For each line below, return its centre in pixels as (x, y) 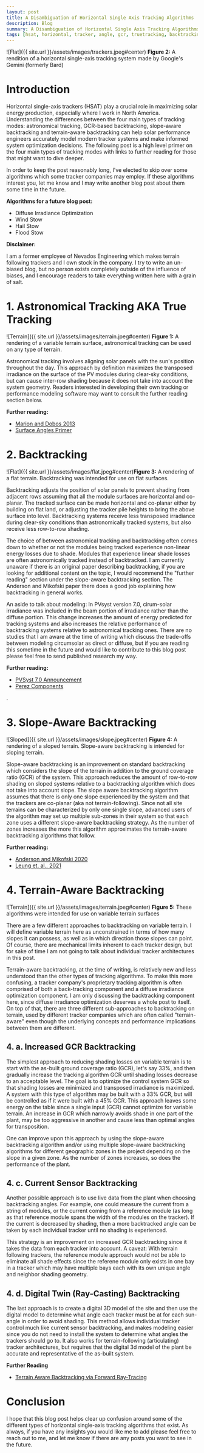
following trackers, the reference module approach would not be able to (96, 1255)
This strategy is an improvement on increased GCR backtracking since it (97, 1242)
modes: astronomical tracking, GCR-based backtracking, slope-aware (94, 126)
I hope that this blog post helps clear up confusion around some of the (94, 1419)
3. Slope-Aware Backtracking (81, 723)
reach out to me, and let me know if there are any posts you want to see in (99, 1438)
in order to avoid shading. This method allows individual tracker (101, 1321)
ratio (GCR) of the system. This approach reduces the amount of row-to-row (102, 777)
